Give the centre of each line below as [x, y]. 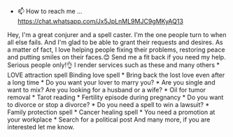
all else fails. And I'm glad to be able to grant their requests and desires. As [115, 42]
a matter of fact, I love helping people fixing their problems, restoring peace [116, 50]
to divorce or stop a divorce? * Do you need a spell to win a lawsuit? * [108, 104]
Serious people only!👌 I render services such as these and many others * [114, 65]
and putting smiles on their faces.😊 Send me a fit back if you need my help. [116, 57]
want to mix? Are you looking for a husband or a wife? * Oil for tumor [107, 90]
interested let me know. [41, 127]
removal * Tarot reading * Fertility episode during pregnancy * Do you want [115, 97]
